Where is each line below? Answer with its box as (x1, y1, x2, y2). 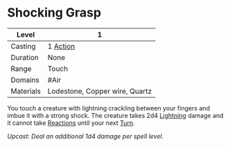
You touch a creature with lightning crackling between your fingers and (7, 104, 210, 112)
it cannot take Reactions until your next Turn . (7, 119, 135, 127)
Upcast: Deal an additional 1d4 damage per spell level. (7, 132, 164, 140)
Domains (10, 75, 39, 84)
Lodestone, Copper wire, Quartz (47, 86, 152, 96)
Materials (10, 86, 42, 96)
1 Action (47, 41, 76, 51)
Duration (10, 52, 39, 62)
